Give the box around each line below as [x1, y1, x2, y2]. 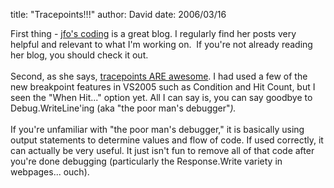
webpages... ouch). [10, 166, 90, 178]
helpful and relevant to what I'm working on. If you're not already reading [10, 39, 313, 50]
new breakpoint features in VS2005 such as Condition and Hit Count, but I [10, 81, 316, 93]
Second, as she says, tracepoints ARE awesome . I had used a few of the [10, 70, 308, 82]
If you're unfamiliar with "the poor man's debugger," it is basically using [10, 124, 305, 135]
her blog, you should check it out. [10, 49, 149, 61]
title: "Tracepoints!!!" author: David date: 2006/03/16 [10, 9, 227, 20]
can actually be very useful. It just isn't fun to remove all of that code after [10, 145, 315, 156]
